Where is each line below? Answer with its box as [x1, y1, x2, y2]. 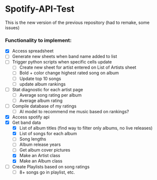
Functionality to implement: [5, 37, 72, 43]
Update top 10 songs [19, 76, 61, 81]
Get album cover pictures [19, 147, 71, 153]
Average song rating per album [19, 92, 82, 98]
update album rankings [19, 81, 66, 87]
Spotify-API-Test [5, 3, 75, 15]
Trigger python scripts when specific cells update [12, 59, 112, 65]
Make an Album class [19, 158, 62, 164]
